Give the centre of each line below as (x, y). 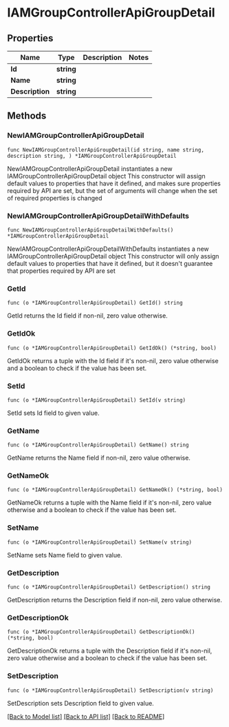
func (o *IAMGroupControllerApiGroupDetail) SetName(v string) (100, 542)
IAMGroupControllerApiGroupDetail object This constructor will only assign (113, 256)
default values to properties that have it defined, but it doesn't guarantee (110, 263)
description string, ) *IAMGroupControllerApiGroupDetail (92, 156)
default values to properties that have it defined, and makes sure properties (114, 183)
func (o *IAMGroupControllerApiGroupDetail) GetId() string (95, 303)
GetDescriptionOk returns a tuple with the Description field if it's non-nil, (110, 651)
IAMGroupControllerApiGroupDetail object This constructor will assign (106, 176)
